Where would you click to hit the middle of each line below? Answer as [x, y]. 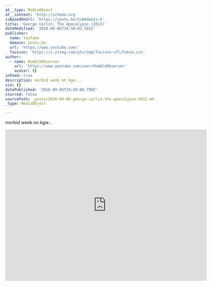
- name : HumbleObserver [34, 62]
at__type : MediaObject [29, 10]
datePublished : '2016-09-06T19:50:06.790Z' [52, 90]
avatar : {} [26, 71]
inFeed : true [19, 76]
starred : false [21, 94]
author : [13, 57]
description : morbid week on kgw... [44, 80]
